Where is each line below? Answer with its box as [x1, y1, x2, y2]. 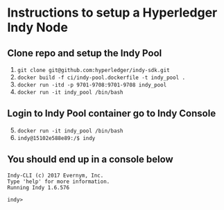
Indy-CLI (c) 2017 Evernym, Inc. [7, 172, 104, 179]
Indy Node [7, 19, 68, 35]
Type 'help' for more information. [7, 178, 110, 185]
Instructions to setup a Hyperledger [7, 5, 218, 21]
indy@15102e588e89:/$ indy [17, 134, 96, 141]
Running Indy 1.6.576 [7, 184, 70, 191]
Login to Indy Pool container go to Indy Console [7, 107, 216, 119]
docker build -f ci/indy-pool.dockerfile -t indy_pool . [17, 74, 186, 81]
